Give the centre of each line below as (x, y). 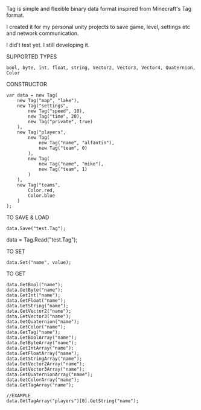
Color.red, (42, 190)
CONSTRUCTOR (27, 84)
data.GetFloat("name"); (36, 301)
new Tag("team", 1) (63, 169)
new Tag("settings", (43, 106)
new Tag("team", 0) (63, 148)
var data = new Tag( (32, 95)
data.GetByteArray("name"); (42, 343)
